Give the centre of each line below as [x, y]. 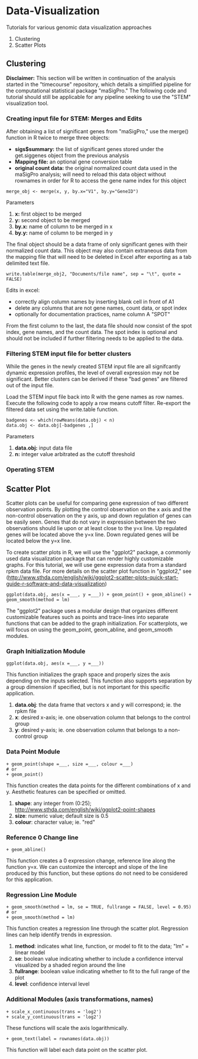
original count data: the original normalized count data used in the [96, 168]
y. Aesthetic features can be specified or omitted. [66, 791]
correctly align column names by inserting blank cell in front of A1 [94, 302]
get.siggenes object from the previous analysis [72, 156]
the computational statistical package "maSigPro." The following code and [97, 91]
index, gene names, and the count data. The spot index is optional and [92, 332]
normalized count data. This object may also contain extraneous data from [97, 251]
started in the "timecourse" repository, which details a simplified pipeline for [99, 84]
